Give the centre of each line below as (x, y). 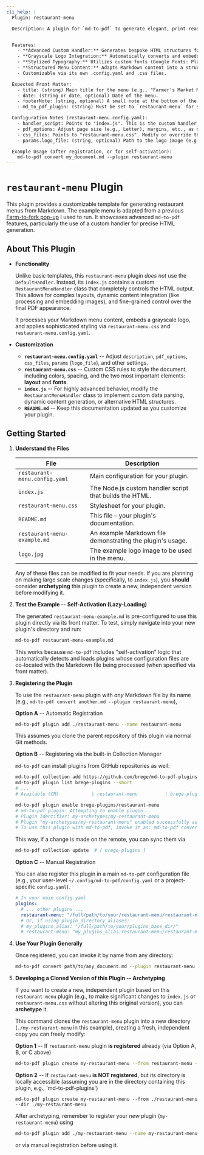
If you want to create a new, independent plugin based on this (92, 990)
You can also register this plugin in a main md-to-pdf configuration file (102, 874)
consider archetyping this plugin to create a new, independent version (104, 586)
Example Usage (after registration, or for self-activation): (92, 152)
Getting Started (36, 434)
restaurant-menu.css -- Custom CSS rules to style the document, (105, 369)
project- (175, 880)
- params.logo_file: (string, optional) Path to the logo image (100, 141)
